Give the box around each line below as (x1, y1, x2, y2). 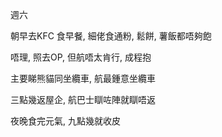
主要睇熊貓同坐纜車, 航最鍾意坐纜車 (10, 73, 156, 84)
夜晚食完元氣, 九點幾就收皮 (10, 115, 121, 127)
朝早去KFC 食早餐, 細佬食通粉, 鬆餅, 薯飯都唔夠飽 (10, 30, 212, 42)
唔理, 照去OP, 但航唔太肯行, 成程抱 (10, 51, 152, 63)
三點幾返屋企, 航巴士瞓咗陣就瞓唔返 (10, 94, 156, 105)
